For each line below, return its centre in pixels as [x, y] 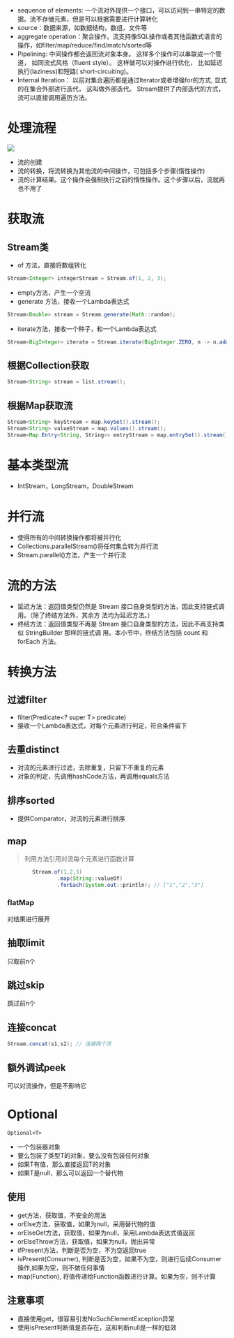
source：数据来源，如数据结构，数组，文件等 [82, 28]
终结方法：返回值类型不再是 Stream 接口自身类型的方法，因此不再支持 [118, 624]
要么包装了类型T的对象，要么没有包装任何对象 [83, 1155]
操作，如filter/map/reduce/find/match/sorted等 [85, 45]
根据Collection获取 [48, 365]
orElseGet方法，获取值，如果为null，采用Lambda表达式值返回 [106, 1233]
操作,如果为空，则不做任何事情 [61, 1267]
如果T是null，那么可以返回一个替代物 [70, 1172]
